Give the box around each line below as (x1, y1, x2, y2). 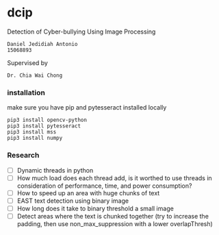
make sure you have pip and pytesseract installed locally (7, 103, 167, 112)
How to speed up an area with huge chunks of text (16, 188, 160, 197)
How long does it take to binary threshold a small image (16, 204, 175, 212)
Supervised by (7, 58, 48, 66)
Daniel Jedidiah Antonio (7, 40, 78, 47)
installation (7, 88, 46, 97)
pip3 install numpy (7, 135, 63, 142)
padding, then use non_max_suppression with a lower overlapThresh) (16, 219, 214, 227)
